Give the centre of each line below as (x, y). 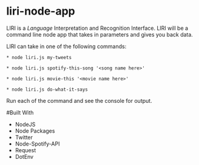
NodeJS (25, 124)
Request (25, 150)
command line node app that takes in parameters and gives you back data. (99, 34)
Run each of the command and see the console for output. (79, 100)
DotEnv (24, 156)
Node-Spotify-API (37, 144)
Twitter (24, 137)
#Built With (20, 112)
